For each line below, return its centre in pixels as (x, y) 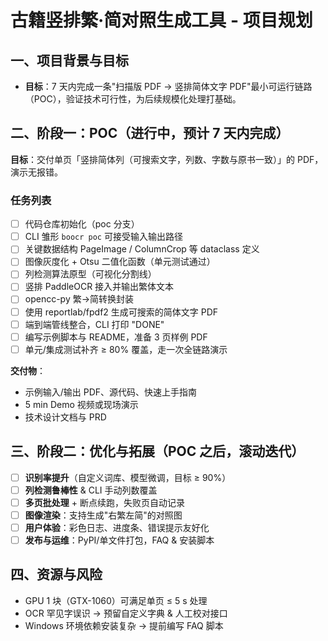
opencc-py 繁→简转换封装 (79, 299)
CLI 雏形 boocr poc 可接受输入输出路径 (103, 237)
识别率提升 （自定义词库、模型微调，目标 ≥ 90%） (128, 477)
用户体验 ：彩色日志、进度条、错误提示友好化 (117, 527)
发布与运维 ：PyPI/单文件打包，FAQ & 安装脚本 (119, 540)
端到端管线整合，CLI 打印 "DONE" (94, 324)
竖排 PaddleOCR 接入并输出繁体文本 (99, 287)
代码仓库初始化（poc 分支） (82, 224)
